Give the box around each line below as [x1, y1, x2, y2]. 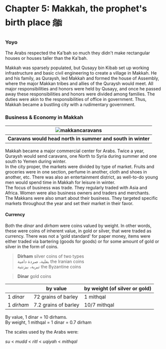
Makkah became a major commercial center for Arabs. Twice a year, [5, 148, 145, 154]
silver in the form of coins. [5, 243, 58, 250]
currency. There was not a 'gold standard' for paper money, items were [5, 233, 151, 239]
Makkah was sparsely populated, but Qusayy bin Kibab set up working [5, 65, 150, 71]
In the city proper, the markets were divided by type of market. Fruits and [5, 164, 155, 170]
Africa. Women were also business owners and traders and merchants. [5, 190, 150, 196]
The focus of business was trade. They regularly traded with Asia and [5, 184, 148, 190]
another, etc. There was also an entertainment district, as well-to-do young [5, 174, 159, 180]
